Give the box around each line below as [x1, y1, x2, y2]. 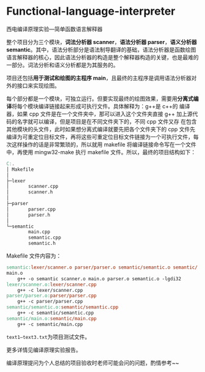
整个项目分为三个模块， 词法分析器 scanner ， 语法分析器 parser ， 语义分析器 [6, 38, 197, 45]
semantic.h [28, 240, 56, 247]
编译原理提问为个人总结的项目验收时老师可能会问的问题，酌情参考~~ [6, 359, 179, 366]
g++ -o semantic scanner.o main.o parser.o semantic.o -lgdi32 [17, 275, 182, 282]
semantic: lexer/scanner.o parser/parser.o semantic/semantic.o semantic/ [6, 264, 198, 270]
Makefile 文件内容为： [6, 252, 62, 259]
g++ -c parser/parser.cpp [17, 299, 84, 305]
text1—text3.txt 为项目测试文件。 [6, 333, 90, 340]
